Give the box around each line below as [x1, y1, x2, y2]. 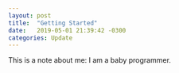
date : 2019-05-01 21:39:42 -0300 [8, 26, 126, 34]
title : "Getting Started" [8, 19, 98, 27]
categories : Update [8, 33, 73, 42]
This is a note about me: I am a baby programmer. [8, 56, 171, 65]
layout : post [8, 11, 52, 20]
